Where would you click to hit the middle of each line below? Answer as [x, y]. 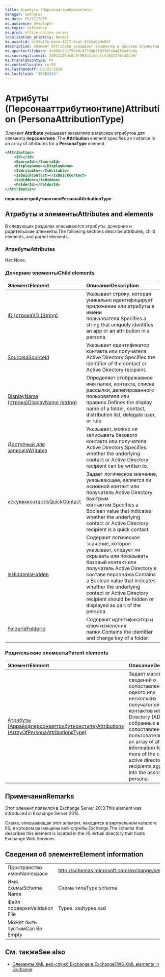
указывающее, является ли [119, 480]
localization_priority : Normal [37, 38]
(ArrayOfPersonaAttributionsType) [47, 732]
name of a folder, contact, [116, 409]
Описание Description [112, 286]
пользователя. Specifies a [116, 319]
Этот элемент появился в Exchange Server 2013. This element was [73, 808]
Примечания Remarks [40, 796]
